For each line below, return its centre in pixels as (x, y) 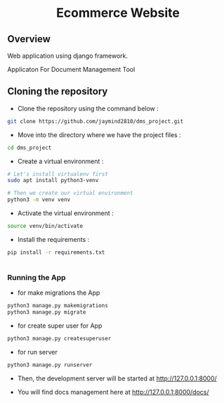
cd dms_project (29, 148)
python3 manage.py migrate (47, 312)
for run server (37, 352)
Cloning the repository (58, 92)
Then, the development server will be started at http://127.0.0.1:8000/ (117, 378)
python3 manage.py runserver (50, 365)
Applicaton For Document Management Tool (71, 69)
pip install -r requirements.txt (56, 252)
